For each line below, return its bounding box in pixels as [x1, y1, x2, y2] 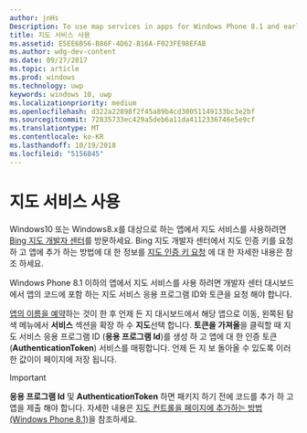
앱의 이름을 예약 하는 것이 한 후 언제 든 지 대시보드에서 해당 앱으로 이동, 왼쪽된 [9, 308, 285, 319]
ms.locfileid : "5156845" [9, 149, 104, 158]
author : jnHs [9, 13, 59, 23]
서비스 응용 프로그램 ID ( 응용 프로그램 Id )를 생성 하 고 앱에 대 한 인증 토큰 [18, 331, 278, 342]
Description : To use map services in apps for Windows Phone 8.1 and [9, 22, 281, 31]
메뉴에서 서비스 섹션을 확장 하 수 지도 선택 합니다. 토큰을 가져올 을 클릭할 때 [18, 319, 281, 330]
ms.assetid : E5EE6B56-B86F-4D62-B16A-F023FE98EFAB [9, 38, 206, 48]
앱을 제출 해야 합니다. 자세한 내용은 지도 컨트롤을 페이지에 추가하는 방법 [9, 402, 263, 413]
